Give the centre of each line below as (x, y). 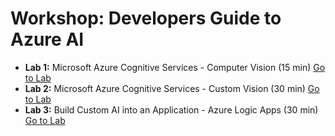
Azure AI (47, 39)
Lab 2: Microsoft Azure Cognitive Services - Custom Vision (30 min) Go (172, 88)
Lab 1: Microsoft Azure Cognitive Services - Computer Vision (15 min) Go (175, 67)
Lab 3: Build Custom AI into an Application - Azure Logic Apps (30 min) (171, 109)
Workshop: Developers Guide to (146, 18)
